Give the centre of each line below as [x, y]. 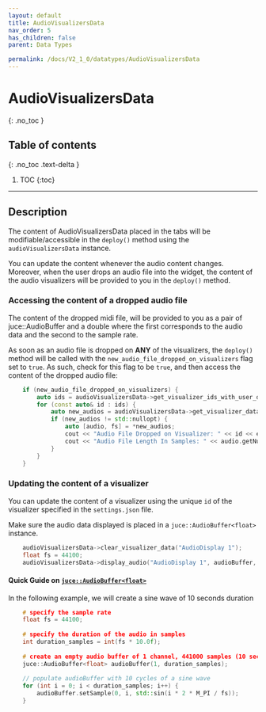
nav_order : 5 [30, 30]
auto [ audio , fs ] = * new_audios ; [120, 427]
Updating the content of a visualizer [78, 484]
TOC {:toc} [37, 180]
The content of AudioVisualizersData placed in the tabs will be [110, 231]
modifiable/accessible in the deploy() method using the [99, 239]
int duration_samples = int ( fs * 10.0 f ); [91, 642]
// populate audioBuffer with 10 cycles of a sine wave [117, 679]
